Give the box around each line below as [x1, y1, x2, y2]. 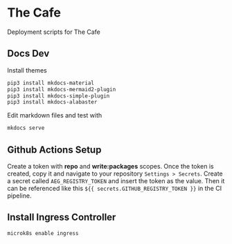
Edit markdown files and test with [7, 111, 102, 120]
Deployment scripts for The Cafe [7, 28, 100, 36]
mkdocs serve [7, 124, 45, 132]
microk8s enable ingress [7, 229, 79, 236]
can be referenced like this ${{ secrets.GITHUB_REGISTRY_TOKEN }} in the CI [7, 184, 222, 192]
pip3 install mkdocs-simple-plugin [7, 92, 110, 100]
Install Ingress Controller [7, 212, 116, 223]
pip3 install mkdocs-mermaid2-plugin [7, 86, 116, 93]
